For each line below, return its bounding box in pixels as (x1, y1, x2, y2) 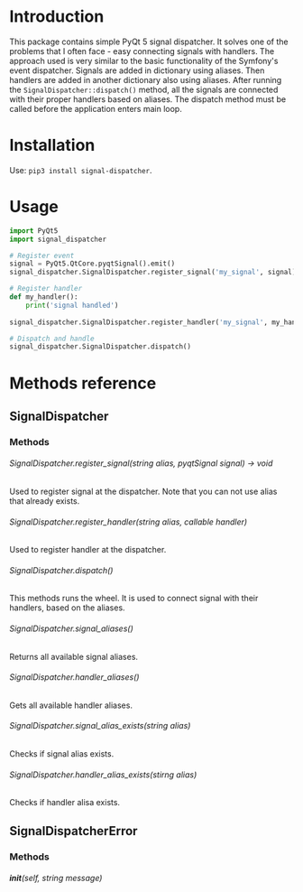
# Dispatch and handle (9, 334, 95, 343)
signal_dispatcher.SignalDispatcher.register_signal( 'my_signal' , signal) (9, 268, 297, 277)
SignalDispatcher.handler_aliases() (9, 672, 140, 683)
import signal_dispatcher (9, 235, 106, 244)
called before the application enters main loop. (9, 103, 182, 114)
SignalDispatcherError (9, 823, 138, 839)
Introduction (9, 6, 105, 27)
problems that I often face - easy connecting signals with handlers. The (9, 45, 275, 56)
